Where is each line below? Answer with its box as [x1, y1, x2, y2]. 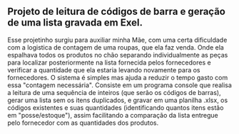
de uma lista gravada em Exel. [7, 17, 143, 29]
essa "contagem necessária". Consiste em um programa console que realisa [7, 81, 232, 89]
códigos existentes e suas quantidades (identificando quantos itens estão [7, 103, 224, 112]
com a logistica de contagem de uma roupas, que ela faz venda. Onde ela [7, 43, 225, 52]
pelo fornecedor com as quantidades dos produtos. [7, 118, 159, 127]
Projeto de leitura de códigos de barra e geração [7, 6, 226, 18]
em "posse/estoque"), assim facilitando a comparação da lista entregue [7, 111, 219, 119]
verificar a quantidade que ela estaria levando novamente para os [7, 65, 200, 74]
